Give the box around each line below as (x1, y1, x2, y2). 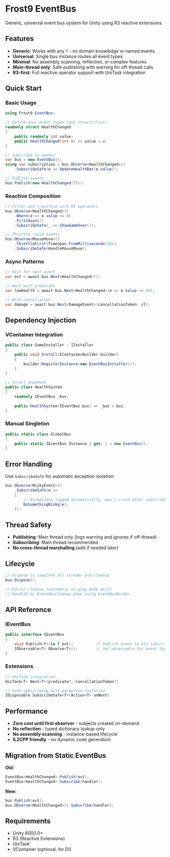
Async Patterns (5, 258, 45, 265)
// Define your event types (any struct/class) (5, 120, 108, 125)
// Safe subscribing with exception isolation (5, 688, 105, 693)
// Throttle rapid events (5, 232, 60, 237)
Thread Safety (5, 520, 52, 529)
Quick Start (5, 84, 42, 93)
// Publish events (5, 176, 44, 181)
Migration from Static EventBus (5, 751, 106, 760)
